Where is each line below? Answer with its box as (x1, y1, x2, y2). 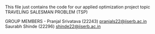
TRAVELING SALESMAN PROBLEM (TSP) (5, 9, 88, 15)
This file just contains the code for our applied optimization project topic (5, 4, 151, 10)
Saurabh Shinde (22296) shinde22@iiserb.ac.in (5, 23, 101, 29)
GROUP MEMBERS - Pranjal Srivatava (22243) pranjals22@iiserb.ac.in (5, 19, 147, 24)
